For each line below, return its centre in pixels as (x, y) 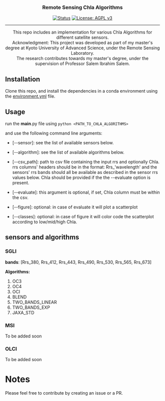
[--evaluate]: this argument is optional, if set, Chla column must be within (86, 192)
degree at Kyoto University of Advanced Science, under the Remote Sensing (82, 48)
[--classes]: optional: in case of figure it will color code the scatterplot (83, 216)
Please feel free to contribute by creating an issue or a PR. (64, 393)
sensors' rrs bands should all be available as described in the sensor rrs (85, 172)
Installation (23, 79)
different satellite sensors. (82, 37)
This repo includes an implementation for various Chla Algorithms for (82, 32)
